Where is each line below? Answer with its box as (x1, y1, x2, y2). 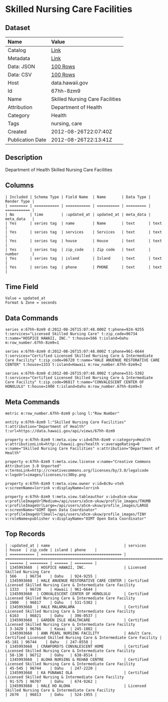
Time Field (5, 283, 38, 291)
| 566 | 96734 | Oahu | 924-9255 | (5, 574, 97, 579)
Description (5, 153, 42, 162)
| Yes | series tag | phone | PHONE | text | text (5, 265, 162, 270)
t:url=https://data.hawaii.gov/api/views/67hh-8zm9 (5, 428, 115, 434)
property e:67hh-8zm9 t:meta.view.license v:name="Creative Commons (5, 459, 151, 464)
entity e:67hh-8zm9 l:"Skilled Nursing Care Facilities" (5, 420, 126, 425)
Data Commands (5, 314, 58, 322)
